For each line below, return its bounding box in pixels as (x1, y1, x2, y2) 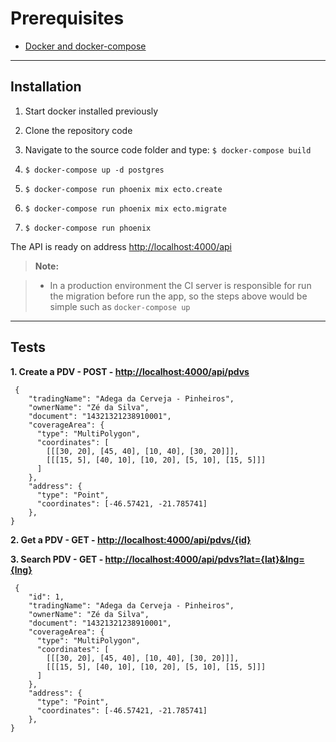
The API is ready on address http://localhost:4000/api (10, 240, 232, 252)
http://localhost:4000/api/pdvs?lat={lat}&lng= (104, 553, 305, 565)
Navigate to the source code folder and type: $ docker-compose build (24, 143, 312, 156)
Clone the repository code (24, 124, 133, 136)
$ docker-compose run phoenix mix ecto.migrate (24, 203, 227, 214)
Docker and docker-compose (24, 40, 147, 52)
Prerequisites (10, 7, 125, 30)
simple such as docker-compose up (49, 300, 191, 312)
